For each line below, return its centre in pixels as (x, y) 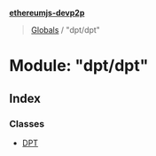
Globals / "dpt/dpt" (65, 30)
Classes (27, 123)
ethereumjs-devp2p (47, 13)
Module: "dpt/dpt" (79, 66)
